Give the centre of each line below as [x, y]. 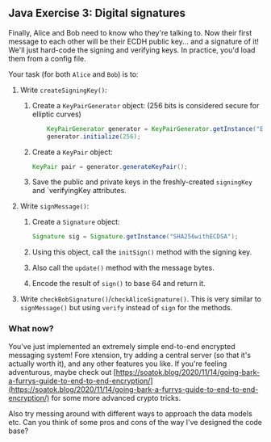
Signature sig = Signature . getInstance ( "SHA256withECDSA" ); [135, 237]
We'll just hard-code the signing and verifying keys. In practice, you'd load [132, 50]
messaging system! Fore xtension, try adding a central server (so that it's [130, 355]
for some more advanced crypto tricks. [116, 398]
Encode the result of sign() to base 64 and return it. [119, 284]
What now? [31, 329]
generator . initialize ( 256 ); [94, 137]
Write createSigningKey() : [63, 90]
